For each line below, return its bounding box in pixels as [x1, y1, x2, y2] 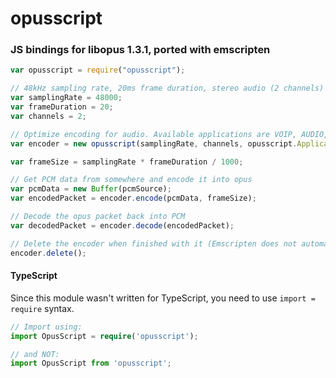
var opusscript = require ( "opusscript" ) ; [10, 65, 186, 76]
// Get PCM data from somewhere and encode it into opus [10, 175, 253, 185]
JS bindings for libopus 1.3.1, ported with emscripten [10, 43, 271, 57]
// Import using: [10, 322, 83, 332]
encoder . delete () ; [10, 248, 87, 258]
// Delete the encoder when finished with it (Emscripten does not [10, 238, 298, 249]
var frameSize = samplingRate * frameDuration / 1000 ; [10, 157, 244, 167]
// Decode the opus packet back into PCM [10, 212, 186, 222]
